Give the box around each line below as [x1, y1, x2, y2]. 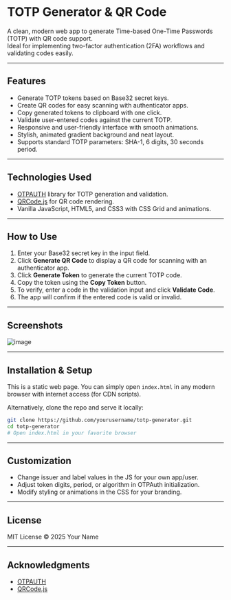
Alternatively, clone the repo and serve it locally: [7, 403, 144, 411]
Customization [7, 455, 72, 467]
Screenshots [7, 319, 63, 331]
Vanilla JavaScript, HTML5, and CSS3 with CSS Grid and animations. [16, 204, 212, 212]
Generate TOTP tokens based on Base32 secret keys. [16, 94, 170, 102]
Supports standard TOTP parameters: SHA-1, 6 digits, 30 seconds [16, 137, 204, 146]
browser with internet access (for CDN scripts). [7, 390, 142, 398]
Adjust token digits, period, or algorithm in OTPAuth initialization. [16, 481, 200, 489]
